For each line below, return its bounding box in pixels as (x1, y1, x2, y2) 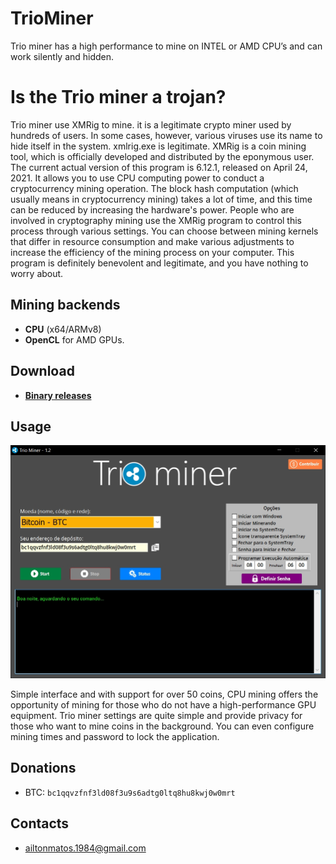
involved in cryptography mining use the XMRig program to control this (10, 214, 303, 226)
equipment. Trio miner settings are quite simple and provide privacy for (10, 710, 303, 722)
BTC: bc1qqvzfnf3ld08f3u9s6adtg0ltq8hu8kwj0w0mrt (24, 786, 236, 798)
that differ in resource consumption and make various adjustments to (10, 235, 295, 247)
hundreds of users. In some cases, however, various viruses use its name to (10, 129, 323, 141)
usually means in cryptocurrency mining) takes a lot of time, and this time (10, 193, 313, 205)
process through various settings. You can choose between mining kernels (10, 225, 319, 237)
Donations (10, 760, 77, 777)
